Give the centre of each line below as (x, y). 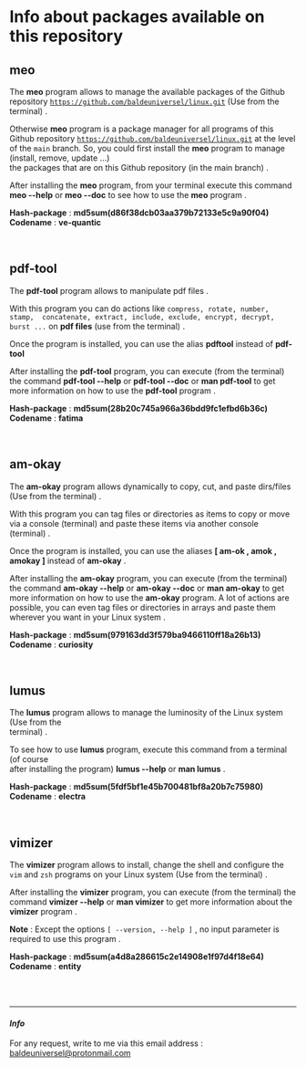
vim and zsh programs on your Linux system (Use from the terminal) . (138, 874)
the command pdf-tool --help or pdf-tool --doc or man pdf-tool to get (143, 381)
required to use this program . (65, 939)
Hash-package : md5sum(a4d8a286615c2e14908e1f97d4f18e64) (137, 957)
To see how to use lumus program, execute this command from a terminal (148, 749)
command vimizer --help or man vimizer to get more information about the (151, 902)
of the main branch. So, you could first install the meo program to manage (147, 148)
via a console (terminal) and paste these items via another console (134, 523)
